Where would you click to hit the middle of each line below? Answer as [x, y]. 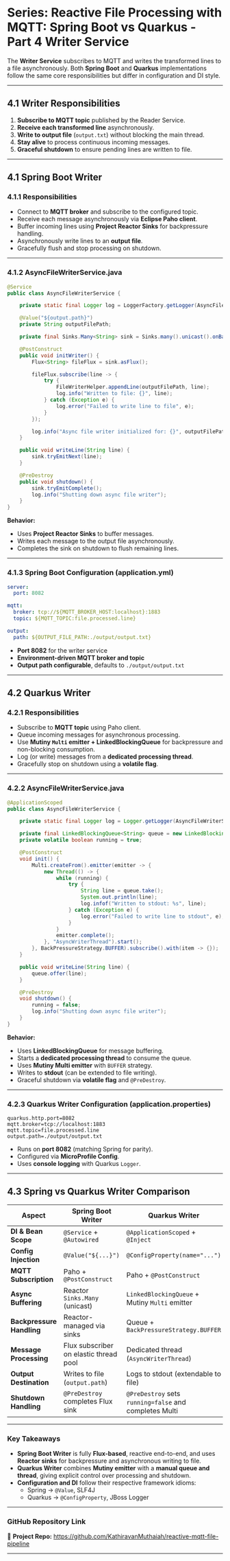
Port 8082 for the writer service [62, 650]
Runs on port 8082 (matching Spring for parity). [85, 1149]
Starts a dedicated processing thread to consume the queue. [104, 1058]
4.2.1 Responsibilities [43, 712]
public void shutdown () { [56, 482]
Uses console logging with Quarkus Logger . [79, 1164]
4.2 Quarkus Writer [49, 693]
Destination [30, 1382]
